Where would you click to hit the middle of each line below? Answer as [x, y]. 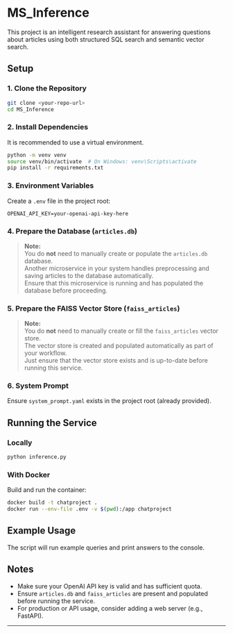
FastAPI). [30, 616]
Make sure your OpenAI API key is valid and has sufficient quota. [110, 586]
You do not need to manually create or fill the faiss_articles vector [121, 331]
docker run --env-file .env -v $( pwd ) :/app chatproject [89, 509]
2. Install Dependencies [48, 127]
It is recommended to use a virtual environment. [76, 142]
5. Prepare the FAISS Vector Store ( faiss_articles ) [94, 309]
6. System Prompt [38, 386]
